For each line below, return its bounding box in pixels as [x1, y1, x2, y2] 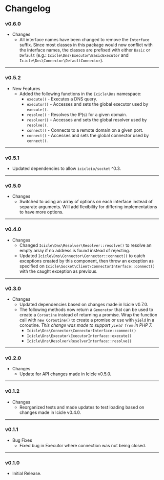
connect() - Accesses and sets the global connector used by [26, 132, 149, 138]
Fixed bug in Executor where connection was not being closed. [19, 442, 146, 448]
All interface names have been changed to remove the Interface [19, 37, 150, 43]
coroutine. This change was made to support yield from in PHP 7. [19, 322, 153, 328]
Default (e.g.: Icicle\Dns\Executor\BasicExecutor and [19, 52, 129, 58]
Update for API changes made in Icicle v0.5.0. [19, 371, 112, 377]
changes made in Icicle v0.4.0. [19, 409, 82, 415]
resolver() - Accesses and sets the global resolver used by [26, 117, 147, 122]
